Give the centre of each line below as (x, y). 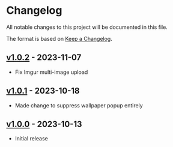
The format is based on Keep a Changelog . (59, 38)
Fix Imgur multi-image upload (51, 72)
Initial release (31, 139)
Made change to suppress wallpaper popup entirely (79, 105)
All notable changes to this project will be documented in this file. (87, 27)
